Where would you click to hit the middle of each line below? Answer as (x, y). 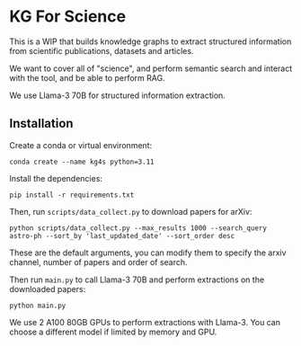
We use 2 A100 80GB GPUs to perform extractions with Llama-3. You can (145, 322)
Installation (41, 124)
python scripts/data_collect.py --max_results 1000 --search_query (138, 228)
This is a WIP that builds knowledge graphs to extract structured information (150, 41)
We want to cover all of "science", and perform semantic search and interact (151, 68)
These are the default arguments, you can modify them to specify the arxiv (148, 253)
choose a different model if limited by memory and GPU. (113, 332)
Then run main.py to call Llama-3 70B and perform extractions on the (137, 279)
